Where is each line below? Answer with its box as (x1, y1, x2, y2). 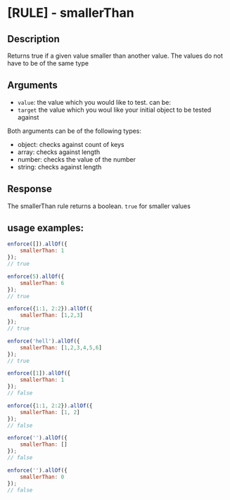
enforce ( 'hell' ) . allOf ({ (7, 338, 80, 345)
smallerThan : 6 (20, 279, 65, 286)
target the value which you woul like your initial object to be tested (17, 105, 212, 114)
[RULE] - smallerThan (7, 5, 135, 21)
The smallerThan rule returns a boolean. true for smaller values (7, 202, 191, 210)
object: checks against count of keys (17, 140, 124, 148)
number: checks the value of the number (17, 155, 136, 163)
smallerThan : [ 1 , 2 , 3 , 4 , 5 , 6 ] (20, 344, 102, 351)
